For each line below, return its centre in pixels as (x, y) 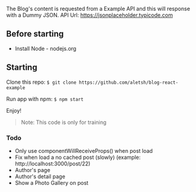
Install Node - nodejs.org (46, 48)
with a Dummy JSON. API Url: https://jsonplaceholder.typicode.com (90, 15)
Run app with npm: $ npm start (45, 99)
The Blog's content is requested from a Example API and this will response (98, 9)
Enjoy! (14, 110)
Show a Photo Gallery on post (52, 182)
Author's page (33, 170)
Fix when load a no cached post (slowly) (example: (78, 157)
